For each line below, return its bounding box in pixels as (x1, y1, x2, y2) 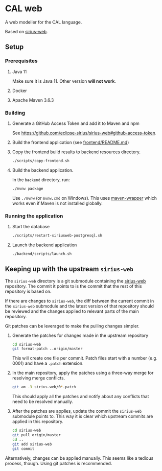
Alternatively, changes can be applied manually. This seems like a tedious (5, 455, 154, 461)
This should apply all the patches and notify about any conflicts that (12, 394, 149, 400)
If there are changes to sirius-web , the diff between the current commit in (5, 298, 154, 304)
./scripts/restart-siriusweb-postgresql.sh (12, 233, 103, 238)
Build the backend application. (12, 167, 73, 173)
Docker (12, 88, 27, 94)
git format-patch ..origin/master (12, 346, 83, 352)
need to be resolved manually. (12, 399, 73, 404)
